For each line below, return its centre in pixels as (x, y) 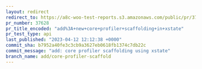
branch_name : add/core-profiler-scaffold (58, 56)
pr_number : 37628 (27, 23)
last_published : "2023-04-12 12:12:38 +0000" (64, 40)
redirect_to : (22, 17)
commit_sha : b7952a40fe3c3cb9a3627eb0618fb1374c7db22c (76, 46)
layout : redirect (27, 12)
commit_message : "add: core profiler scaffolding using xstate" (88, 51)
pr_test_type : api (29, 34)
